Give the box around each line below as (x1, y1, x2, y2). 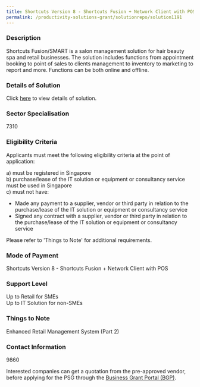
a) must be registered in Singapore (6, 169, 91, 176)
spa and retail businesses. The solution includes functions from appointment (6, 54, 194, 61)
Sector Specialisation (6, 109, 70, 118)
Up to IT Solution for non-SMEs (6, 300, 83, 307)
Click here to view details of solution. (6, 95, 97, 102)
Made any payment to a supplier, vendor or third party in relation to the (14, 200, 189, 207)
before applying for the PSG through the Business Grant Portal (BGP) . (6, 374, 177, 381)
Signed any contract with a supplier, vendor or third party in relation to (14, 212, 187, 219)
